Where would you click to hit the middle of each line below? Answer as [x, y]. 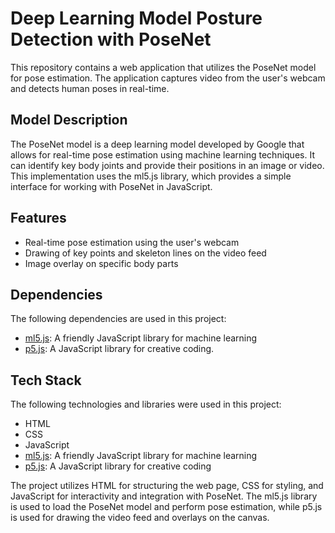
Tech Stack [46, 380]
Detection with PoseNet [111, 39]
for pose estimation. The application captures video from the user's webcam [168, 78]
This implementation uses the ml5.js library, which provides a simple [151, 176]
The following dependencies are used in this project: [118, 319]
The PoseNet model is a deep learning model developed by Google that [157, 144]
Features [38, 218]
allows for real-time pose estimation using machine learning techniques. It [162, 154]
